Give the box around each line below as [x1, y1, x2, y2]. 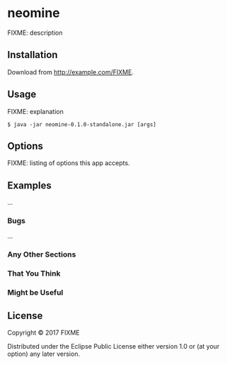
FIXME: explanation [7, 107, 64, 116]
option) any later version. [7, 349, 80, 359]
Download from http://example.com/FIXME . [7, 67, 134, 76]
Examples [7, 179, 52, 191]
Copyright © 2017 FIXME [7, 328, 80, 337]
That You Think [7, 269, 61, 279]
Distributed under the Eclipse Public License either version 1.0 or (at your [7, 342, 220, 351]
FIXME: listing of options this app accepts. [7, 159, 130, 167]
